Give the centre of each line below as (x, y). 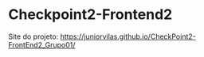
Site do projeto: (33, 36)
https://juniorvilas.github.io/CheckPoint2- (128, 36)
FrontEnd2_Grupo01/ (42, 44)
